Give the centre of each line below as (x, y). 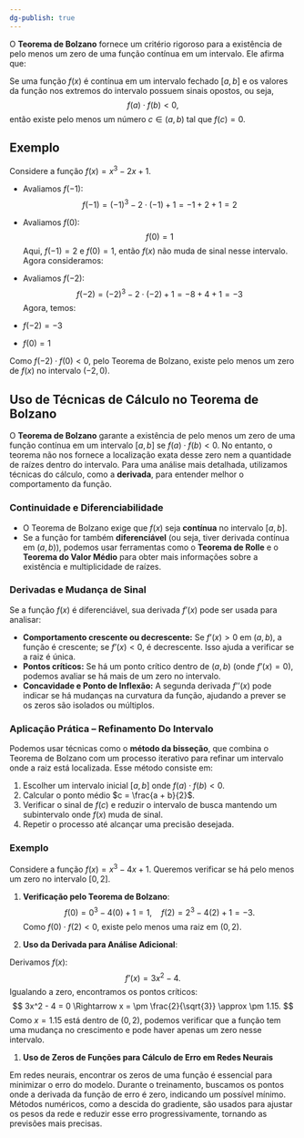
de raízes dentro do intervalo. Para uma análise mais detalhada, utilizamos (149, 465)
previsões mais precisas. (56, 1123)
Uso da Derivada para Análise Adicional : (100, 944)
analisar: (25, 619)
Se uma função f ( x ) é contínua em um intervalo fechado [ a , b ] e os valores (149, 81)
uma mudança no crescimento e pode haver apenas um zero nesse (136, 1030)
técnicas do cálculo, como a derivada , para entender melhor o (127, 474)
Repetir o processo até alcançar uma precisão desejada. (128, 824)
